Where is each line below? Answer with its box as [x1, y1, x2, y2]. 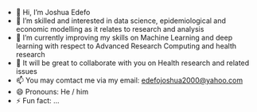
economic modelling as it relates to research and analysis [15, 25, 204, 33]
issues [15, 67, 37, 75]
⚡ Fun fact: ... [15, 96, 60, 105]
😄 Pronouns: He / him [15, 87, 89, 96]
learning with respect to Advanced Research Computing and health [15, 41, 237, 51]
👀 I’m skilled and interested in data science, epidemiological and [15, 16, 227, 25]
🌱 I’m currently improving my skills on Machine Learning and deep [15, 33, 233, 42]
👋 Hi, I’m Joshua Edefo [15, 8, 91, 17]
